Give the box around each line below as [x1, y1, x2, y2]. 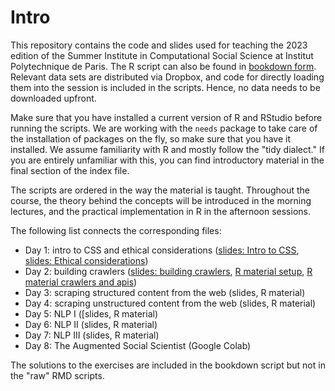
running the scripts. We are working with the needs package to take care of [10, 122, 318, 134]
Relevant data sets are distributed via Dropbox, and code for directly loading [10, 71, 325, 83]
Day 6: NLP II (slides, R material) [24, 318, 158, 330]
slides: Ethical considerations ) [24, 254, 149, 266]
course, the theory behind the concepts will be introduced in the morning [10, 194, 312, 206]
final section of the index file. [10, 164, 130, 176]
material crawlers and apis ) [24, 276, 138, 288]
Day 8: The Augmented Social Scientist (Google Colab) [24, 339, 252, 351]
